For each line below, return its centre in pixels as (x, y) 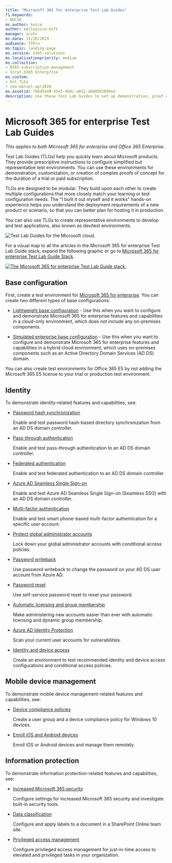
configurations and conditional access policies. (62, 665)
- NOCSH (14, 20)
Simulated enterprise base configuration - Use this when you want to (85, 337)
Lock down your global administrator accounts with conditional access (87, 544)
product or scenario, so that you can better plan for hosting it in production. (85, 210)
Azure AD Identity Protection (43, 630)
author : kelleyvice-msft (32, 29)
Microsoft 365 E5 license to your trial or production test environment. (78, 374)
